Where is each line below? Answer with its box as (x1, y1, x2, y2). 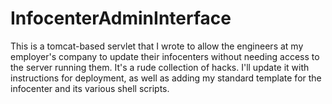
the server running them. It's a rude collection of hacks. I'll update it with (10, 61, 310, 73)
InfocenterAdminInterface (10, 7, 232, 30)
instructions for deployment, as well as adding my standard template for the (10, 72, 322, 84)
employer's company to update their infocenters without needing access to (10, 50, 320, 62)
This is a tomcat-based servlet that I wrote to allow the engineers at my (10, 40, 304, 52)
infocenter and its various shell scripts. (10, 82, 170, 94)
